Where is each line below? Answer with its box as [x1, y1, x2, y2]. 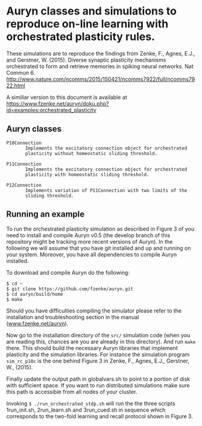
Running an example [6, 209, 85, 220]
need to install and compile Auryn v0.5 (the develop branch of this [6, 231, 171, 239]
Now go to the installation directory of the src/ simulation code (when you [6, 331, 191, 339]
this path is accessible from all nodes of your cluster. [6, 388, 137, 395]
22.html [6, 81, 25, 89]
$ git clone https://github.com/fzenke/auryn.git [6, 285, 134, 292]
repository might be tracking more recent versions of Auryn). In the [6, 238, 173, 245]
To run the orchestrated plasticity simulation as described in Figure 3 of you [6, 225, 195, 232]
